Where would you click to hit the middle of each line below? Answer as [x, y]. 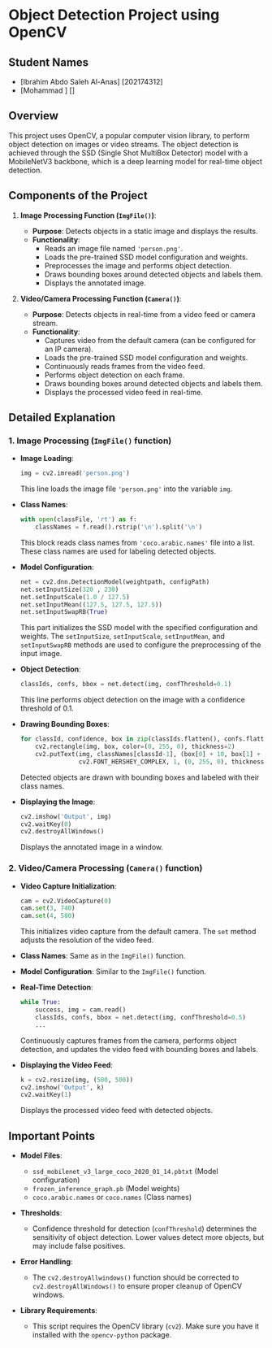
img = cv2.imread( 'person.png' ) [75, 473]
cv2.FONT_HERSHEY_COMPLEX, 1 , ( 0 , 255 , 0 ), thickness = [173, 762]
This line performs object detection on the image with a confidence [133, 700]
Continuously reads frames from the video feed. [125, 366]
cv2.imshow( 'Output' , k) [62, 1087]
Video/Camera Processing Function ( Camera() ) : [101, 298]
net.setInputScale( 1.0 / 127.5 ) [75, 597]
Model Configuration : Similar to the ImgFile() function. [113, 972]
